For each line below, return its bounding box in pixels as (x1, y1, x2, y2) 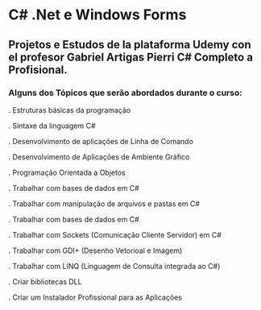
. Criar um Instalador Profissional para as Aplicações (8, 292, 183, 302)
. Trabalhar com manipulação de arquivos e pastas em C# (8, 199, 200, 209)
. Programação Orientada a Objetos (8, 167, 126, 177)
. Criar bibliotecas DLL (8, 276, 82, 287)
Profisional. (8, 63, 68, 76)
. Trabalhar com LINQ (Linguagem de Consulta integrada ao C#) (8, 261, 221, 271)
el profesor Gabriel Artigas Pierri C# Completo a (8, 50, 254, 64)
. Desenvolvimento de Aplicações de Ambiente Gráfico (8, 151, 190, 162)
